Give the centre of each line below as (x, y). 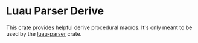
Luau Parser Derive (55, 11)
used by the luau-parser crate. (44, 33)
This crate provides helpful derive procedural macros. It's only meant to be (99, 27)
